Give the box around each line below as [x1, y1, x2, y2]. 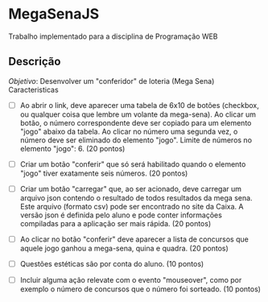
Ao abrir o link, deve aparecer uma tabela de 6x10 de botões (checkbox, [19, 100, 260, 110]
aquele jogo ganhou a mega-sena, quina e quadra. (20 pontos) [19, 243, 229, 253]
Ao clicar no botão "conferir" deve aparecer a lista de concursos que [19, 234, 249, 244]
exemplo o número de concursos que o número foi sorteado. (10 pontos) [19, 284, 262, 294]
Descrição [8, 55, 61, 68]
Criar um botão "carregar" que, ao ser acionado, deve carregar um [19, 184, 242, 193]
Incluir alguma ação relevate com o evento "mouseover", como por [19, 275, 242, 285]
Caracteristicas [8, 85, 59, 94]
